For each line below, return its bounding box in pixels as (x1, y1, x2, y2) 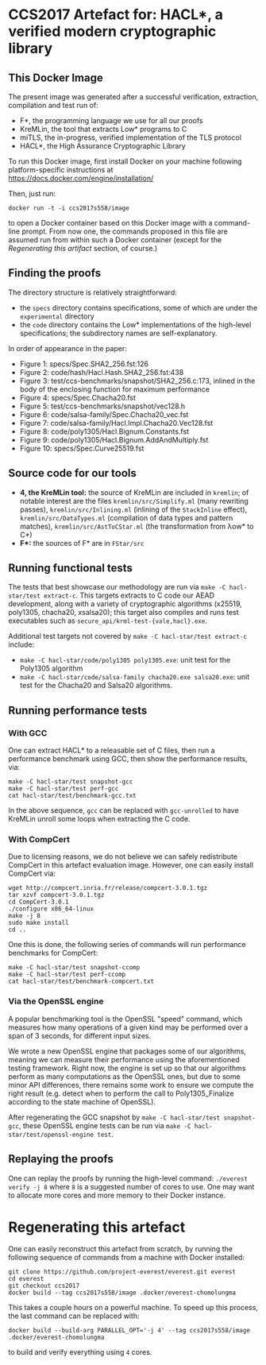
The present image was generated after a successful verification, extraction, (8, 92, 259, 101)
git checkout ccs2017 (8, 1282, 80, 1290)
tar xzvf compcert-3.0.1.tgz (8, 891, 105, 899)
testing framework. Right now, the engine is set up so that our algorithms (8, 1063, 246, 1073)
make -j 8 (8, 912, 41, 920)
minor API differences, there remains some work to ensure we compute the (8, 1080, 254, 1089)
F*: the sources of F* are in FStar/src (19, 538, 145, 547)
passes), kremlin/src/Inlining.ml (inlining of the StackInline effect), (19, 505, 248, 514)
